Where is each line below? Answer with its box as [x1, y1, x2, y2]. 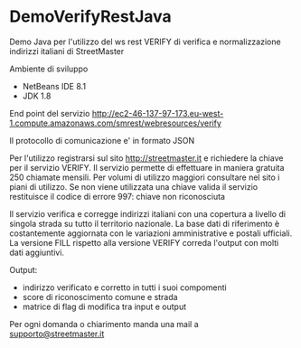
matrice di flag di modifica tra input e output [22, 301, 187, 312]
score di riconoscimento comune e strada [22, 291, 178, 302]
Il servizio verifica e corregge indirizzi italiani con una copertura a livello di [9, 208, 287, 219]
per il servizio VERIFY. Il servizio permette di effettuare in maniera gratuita [9, 162, 285, 173]
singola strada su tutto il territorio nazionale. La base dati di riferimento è [9, 218, 280, 229]
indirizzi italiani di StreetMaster [9, 45, 125, 56]
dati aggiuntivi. [9, 247, 65, 258]
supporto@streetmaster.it [9, 328, 105, 339]
